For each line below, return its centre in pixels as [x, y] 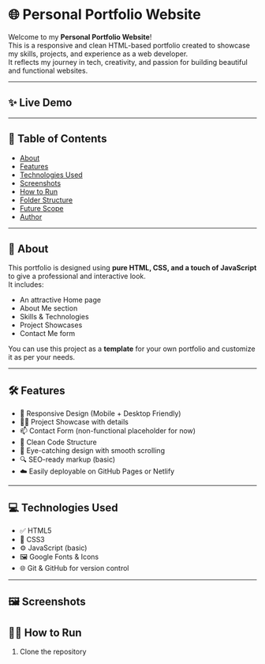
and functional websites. [48, 70]
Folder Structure [46, 200]
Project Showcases [51, 325]
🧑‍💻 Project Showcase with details [74, 422]
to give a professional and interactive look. [77, 276]
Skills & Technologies [54, 317]
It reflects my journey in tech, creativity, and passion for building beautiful [128, 62]
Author [31, 217]
